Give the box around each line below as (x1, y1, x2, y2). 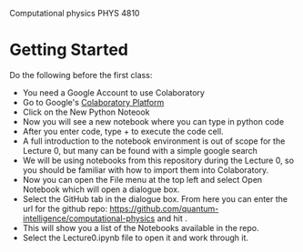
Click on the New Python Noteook (22, 106, 150, 117)
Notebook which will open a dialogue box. (22, 184, 180, 195)
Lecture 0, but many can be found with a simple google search (22, 145, 258, 156)
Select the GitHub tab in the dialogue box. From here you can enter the (22, 193, 288, 204)
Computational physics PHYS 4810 (9, 8, 140, 18)
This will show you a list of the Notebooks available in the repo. (22, 222, 259, 233)
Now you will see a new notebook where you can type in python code (22, 116, 285, 126)
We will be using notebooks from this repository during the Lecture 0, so (22, 155, 294, 166)
